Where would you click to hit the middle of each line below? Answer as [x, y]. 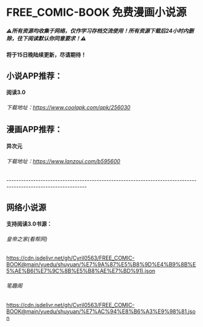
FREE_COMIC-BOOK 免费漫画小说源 [96, 12]
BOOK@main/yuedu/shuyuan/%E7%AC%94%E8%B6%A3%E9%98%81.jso [101, 311]
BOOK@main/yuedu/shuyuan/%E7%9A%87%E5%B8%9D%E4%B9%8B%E [101, 265]
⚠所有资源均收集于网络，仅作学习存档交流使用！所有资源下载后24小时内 [98, 30]
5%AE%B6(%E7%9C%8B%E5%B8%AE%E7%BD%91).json [81, 271]
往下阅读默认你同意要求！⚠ [52, 38]
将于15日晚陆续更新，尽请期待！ [46, 55]
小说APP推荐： [34, 76]
